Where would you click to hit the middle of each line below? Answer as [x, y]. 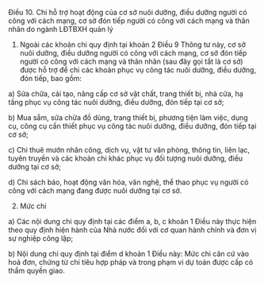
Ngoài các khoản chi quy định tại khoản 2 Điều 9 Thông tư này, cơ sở [132, 45]
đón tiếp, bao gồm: [50, 78]
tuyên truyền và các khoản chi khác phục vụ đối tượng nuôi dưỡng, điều [126, 158]
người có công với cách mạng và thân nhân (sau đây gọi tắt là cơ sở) [131, 61]
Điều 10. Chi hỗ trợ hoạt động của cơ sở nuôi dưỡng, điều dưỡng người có [128, 12]
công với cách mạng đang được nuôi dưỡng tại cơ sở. [95, 190]
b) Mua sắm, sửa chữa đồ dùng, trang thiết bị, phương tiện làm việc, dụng [128, 118]
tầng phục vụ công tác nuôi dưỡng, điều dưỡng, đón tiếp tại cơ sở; [116, 102]
